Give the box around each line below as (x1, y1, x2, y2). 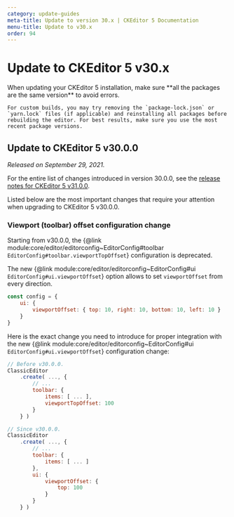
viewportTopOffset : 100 (44, 400, 114, 407)
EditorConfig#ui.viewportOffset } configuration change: (7, 347, 170, 355)
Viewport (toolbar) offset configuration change (7, 220, 171, 230)
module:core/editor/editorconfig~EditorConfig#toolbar (7, 244, 165, 252)
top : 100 (57, 484, 83, 492)
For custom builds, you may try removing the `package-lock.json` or (7, 105, 215, 112)
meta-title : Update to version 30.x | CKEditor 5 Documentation (7, 17, 199, 24)
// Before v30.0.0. (7, 360, 64, 367)
